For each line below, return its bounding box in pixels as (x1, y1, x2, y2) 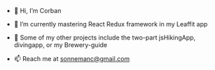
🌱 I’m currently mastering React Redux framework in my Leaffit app (13, 20, 208, 28)
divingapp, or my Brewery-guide (13, 41, 108, 49)
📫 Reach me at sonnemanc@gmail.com (13, 55, 130, 62)
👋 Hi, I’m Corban (13, 7, 62, 15)
